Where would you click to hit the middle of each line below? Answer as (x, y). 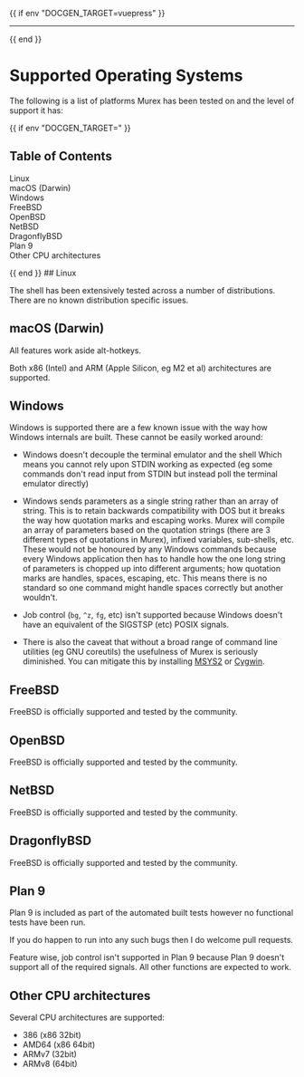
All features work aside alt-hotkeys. (76, 350)
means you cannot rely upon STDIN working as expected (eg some (147, 465)
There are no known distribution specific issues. (99, 300)
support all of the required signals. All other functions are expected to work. (151, 967)
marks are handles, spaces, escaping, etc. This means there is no (145, 578)
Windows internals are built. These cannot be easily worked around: (136, 438)
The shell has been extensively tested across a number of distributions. (142, 290)
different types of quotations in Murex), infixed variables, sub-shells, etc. (158, 540)
